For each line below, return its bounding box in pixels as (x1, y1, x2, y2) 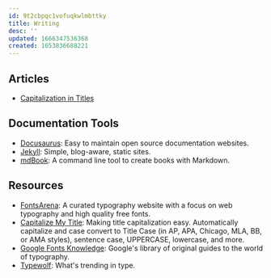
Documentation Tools (8, 116, 120, 130)
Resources (8, 179, 64, 192)
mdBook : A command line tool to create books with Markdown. (19, 155, 231, 165)
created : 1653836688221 (8, 42, 89, 50)
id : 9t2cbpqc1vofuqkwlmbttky (8, 11, 107, 20)
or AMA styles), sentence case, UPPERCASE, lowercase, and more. (19, 234, 245, 244)
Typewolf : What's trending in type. (19, 260, 136, 270)
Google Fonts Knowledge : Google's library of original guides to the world (19, 243, 264, 253)
